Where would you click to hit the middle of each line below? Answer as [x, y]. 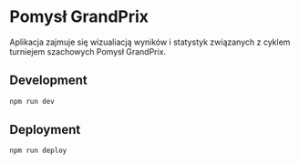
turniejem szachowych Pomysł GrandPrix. [88, 51]
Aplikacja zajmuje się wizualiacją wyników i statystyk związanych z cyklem [150, 42]
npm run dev [32, 101]
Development [49, 81]
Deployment [45, 130]
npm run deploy [38, 151]
